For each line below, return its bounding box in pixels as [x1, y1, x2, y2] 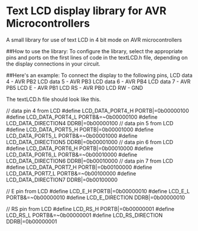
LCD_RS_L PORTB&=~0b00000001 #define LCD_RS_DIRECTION [6, 212, 163, 219]
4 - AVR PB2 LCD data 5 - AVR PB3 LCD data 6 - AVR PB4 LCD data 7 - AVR [6, 78, 191, 85]
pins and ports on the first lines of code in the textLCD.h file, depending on [6, 54, 188, 61]
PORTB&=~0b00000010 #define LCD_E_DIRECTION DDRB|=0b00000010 [6, 194, 185, 201]
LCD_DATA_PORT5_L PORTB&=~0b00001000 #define [6, 132, 138, 139]
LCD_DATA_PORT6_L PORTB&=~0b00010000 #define [6, 151, 138, 158]
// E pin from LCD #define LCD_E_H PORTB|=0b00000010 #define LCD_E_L [6, 187, 190, 194]
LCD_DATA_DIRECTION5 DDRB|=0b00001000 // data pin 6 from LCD [6, 138, 173, 145]
